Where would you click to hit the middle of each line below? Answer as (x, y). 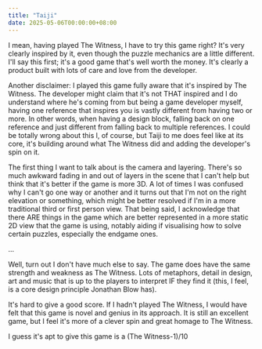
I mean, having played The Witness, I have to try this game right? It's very (126, 45)
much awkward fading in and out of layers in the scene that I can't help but (129, 175)
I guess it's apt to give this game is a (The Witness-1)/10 (98, 336)
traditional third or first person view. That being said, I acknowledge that (124, 209)
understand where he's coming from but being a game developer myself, (126, 102)
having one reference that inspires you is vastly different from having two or (130, 110)
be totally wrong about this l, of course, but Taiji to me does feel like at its (126, 135)
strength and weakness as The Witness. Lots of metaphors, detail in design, (130, 272)
